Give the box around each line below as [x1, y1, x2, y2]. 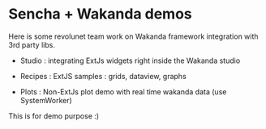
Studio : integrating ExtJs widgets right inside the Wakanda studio [19, 56, 241, 65]
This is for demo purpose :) [8, 110, 100, 121]
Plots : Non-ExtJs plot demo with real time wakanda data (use [19, 86, 227, 97]
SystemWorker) [19, 95, 73, 105]
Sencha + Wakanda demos [8, 5, 192, 23]
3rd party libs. [8, 40, 55, 49]
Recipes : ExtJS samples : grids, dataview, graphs [19, 71, 187, 81]
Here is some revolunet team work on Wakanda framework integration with [8, 31, 259, 41]
